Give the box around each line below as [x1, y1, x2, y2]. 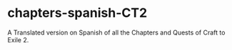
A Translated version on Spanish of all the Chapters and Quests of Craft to [7, 28, 226, 37]
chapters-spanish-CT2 [7, 5, 148, 21]
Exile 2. [7, 35, 29, 44]
